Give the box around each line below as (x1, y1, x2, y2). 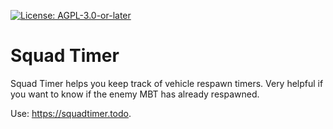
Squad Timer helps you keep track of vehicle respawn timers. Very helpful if (10, 77, 324, 89)
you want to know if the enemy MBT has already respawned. (10, 88, 260, 100)
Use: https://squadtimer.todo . (10, 107, 132, 119)
